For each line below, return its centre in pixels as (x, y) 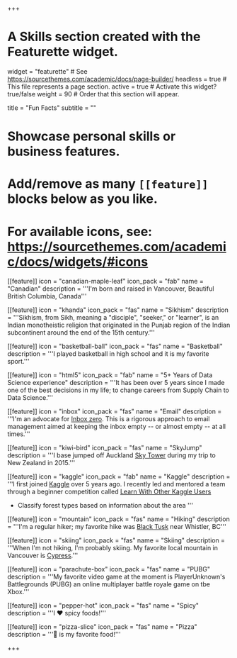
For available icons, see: (80, 232)
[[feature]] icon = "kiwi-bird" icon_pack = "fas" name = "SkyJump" (105, 448)
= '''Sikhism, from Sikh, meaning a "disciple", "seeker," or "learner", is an (113, 318)
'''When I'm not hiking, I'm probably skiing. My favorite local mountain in (112, 548)
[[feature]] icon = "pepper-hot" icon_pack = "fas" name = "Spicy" (103, 606)
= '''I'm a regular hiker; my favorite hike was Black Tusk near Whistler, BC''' (117, 527)
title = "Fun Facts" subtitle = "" (52, 108)
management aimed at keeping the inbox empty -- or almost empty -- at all (117, 427)
